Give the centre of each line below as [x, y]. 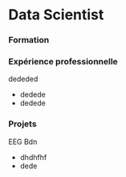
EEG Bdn [23, 142]
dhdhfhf [33, 157]
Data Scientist [56, 15]
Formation [29, 40]
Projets [23, 124]
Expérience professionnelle [63, 62]
